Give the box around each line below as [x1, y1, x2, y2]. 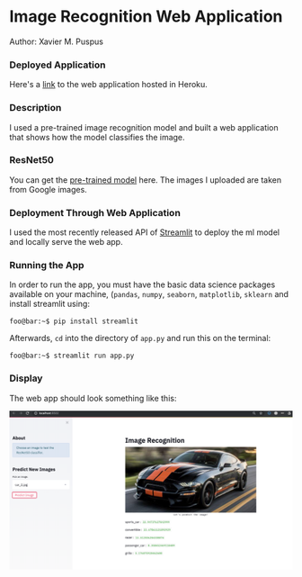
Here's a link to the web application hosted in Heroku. [9, 79, 209, 90]
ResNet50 [9, 154, 54, 167]
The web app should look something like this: [9, 392, 177, 403]
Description [9, 102, 62, 114]
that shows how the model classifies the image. [9, 131, 186, 142]
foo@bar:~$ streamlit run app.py [9, 351, 135, 361]
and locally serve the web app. [9, 237, 123, 248]
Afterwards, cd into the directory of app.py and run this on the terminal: [9, 333, 271, 344]
